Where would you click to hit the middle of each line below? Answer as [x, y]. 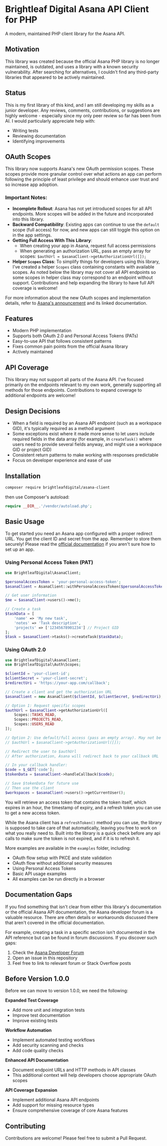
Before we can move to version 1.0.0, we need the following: [67, 991]
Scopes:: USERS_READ [34, 724]
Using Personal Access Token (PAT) [49, 562]
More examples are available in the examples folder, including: [68, 848]
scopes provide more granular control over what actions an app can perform [83, 174]
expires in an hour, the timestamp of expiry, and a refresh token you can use [83, 807]
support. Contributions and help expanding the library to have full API [83, 282]
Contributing [25, 1126]
